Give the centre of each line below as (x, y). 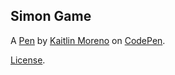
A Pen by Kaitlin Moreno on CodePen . (88, 40)
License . (28, 60)
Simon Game (51, 16)
